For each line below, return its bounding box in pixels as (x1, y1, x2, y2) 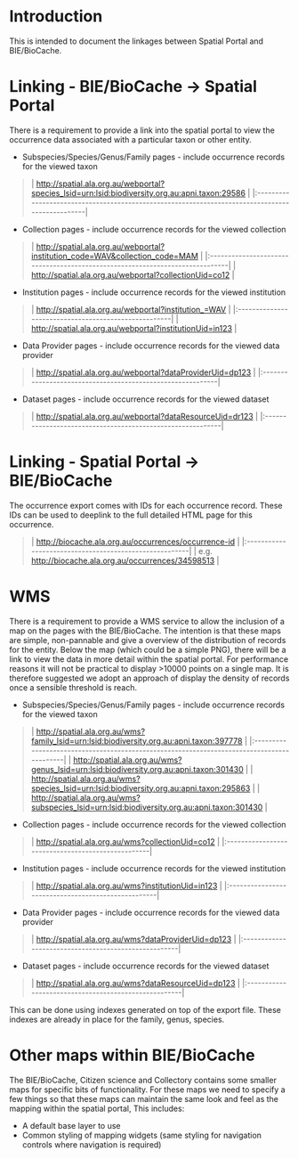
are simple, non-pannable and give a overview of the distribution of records (9, 634, 286, 645)
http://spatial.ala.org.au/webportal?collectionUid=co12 (30, 269, 230, 280)
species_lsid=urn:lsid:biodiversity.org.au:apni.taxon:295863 (30, 782, 251, 794)
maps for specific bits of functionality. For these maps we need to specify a (9, 1084, 286, 1095)
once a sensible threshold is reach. (9, 682, 138, 692)
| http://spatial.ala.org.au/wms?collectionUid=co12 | (30, 836, 221, 847)
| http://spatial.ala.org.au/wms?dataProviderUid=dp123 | (30, 934, 238, 944)
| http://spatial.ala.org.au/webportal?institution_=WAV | (30, 304, 231, 314)
